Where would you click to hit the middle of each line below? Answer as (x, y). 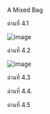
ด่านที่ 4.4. (20, 91)
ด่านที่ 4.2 (19, 50)
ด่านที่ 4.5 (19, 105)
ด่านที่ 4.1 (18, 23)
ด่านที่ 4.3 (19, 77)
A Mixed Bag (25, 10)
